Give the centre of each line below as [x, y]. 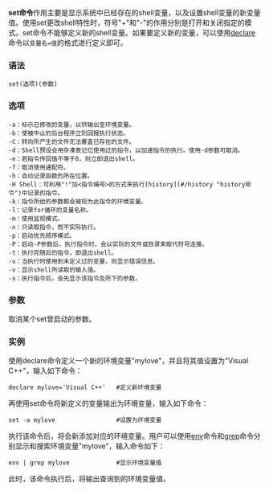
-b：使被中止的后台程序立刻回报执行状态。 [69, 133]
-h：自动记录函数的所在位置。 [51, 176]
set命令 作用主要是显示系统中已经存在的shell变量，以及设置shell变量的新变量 [134, 12]
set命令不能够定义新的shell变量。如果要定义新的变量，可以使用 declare [139, 33]
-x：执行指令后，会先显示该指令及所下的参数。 [75, 278]
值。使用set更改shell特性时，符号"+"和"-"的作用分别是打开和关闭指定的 [126, 23]
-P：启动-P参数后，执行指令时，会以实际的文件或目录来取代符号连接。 [108, 244]
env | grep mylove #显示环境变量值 [85, 463]
